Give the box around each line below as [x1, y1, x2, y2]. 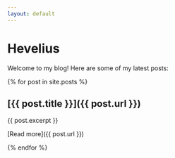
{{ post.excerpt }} [7, 117, 59, 125]
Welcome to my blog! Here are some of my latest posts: [7, 64, 169, 72]
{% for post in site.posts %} [7, 77, 88, 86]
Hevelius [7, 40, 60, 56]
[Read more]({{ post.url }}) [7, 130, 85, 138]
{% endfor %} [7, 143, 48, 152]
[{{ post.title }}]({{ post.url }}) [7, 98, 141, 110]
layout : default [7, 10, 55, 18]
